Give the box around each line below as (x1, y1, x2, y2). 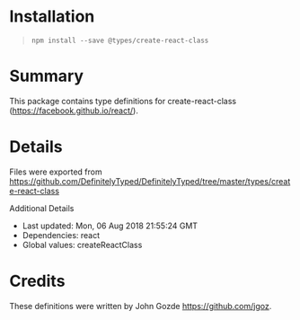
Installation (9, 6, 95, 27)
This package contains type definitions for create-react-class (9, 95, 236, 106)
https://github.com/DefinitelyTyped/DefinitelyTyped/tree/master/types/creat (9, 175, 291, 186)
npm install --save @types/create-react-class (31, 36, 209, 45)
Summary (9, 66, 84, 86)
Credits (9, 271, 66, 291)
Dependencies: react (22, 229, 101, 240)
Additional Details (9, 202, 75, 213)
